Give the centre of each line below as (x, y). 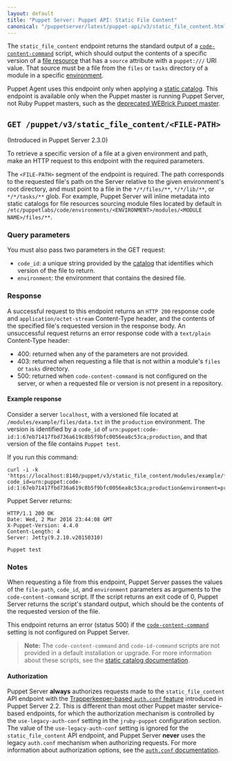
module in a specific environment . (55, 75)
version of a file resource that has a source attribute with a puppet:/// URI (112, 61)
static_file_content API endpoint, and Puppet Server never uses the (106, 735)
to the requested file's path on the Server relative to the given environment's (116, 182)
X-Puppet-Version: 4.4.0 (43, 525)
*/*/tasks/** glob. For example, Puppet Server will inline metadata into (109, 196)
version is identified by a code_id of (58, 429)
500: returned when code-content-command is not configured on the (112, 376)
